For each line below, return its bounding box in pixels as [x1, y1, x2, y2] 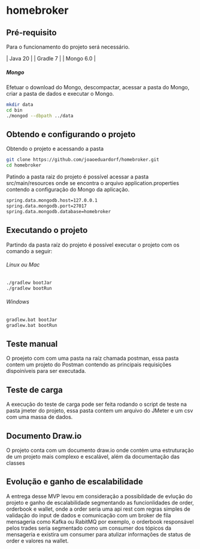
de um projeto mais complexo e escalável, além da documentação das [6, 453, 180, 460]
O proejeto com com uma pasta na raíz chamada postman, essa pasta [6, 354, 179, 362]
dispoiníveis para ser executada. [6, 368, 86, 375]
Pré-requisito [6, 28, 57, 38]
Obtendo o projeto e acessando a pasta [6, 145, 104, 153]
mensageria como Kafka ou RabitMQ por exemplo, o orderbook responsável [6, 518, 194, 525]
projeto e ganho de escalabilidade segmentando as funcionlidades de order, [6, 499, 195, 506]
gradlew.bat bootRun [6, 322, 58, 328]
